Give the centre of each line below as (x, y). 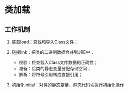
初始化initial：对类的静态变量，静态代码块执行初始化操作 (68, 85)
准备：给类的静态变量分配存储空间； (55, 69)
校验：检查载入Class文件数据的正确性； (58, 62)
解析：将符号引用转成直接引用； (51, 75)
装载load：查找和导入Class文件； (45, 42)
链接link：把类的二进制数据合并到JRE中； (53, 52)
